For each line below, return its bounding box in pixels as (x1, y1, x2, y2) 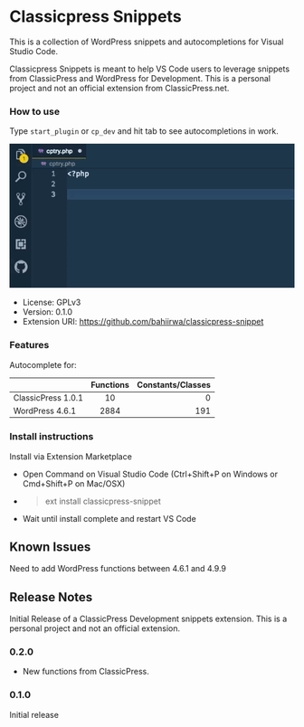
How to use (9, 105, 61, 118)
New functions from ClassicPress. (22, 666, 149, 677)
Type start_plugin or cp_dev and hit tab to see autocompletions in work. (9, 126, 279, 137)
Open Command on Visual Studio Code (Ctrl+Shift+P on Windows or (22, 468, 279, 479)
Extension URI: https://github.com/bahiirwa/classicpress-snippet (22, 316, 264, 327)
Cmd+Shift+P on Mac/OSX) (22, 477, 126, 489)
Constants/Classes (137, 380, 211, 391)
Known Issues (9, 539, 91, 554)
